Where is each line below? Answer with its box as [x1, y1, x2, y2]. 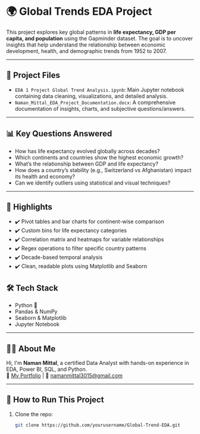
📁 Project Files [6, 70, 61, 80]
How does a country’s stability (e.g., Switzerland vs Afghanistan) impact [14, 166, 192, 173]
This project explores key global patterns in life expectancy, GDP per [6, 28, 176, 36]
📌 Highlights [6, 202, 52, 212]
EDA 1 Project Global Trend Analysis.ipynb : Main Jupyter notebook [14, 86, 185, 93]
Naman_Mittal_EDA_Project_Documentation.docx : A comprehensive [14, 99, 176, 106]
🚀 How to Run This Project [6, 395, 104, 405]
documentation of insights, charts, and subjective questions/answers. [14, 105, 186, 112]
